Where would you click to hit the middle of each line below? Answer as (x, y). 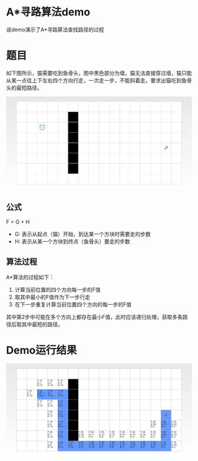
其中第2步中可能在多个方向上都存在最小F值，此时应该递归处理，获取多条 (94, 317)
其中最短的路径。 (42, 324)
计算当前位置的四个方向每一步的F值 (58, 289)
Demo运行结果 (42, 350)
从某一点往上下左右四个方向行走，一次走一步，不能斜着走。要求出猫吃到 (94, 80)
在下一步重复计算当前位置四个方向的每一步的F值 (73, 304)
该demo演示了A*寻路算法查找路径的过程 (55, 29)
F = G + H (18, 222)
